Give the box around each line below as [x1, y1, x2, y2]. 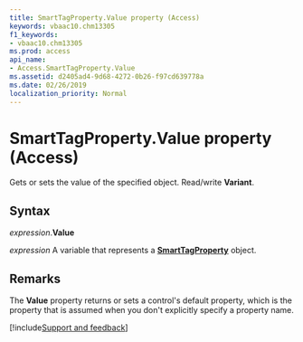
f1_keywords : [9, 30, 59, 39]
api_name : [9, 55, 47, 64]
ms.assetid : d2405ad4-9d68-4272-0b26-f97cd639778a [9, 72, 204, 81]
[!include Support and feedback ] [9, 322, 128, 333]
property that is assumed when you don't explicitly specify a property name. [9, 305, 294, 316]
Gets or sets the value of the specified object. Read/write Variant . [9, 177, 255, 188]
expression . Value [9, 227, 75, 238]
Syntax [9, 203, 51, 218]
